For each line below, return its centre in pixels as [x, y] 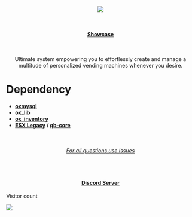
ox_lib [22, 112]
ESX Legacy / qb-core [42, 126]
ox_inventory [32, 119]
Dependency [39, 90]
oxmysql [26, 106]
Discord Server [100, 182]
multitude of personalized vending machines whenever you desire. [100, 66]
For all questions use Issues [100, 150]
